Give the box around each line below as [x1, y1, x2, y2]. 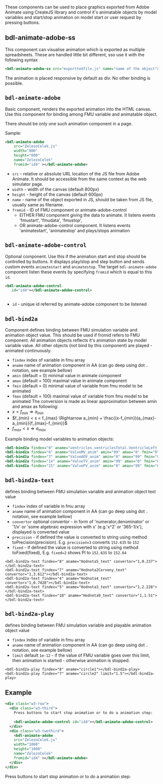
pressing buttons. [5, 19, 40, 25]
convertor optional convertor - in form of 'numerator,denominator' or [12, 519, 149, 524]
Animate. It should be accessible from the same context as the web [12, 176, 147, 182]
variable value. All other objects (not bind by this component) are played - [5, 343, 153, 348]
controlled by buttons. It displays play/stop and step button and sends [5, 259, 145, 264]
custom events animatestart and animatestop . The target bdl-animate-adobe [5, 263, 157, 269]
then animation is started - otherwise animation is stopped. [12, 657, 130, 663]
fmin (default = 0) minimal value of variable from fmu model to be [12, 383, 143, 388]
